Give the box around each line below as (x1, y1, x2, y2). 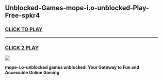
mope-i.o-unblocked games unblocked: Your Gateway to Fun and (5, 64, 140, 70)
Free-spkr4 (5, 12, 40, 20)
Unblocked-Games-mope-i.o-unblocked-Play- (5, 4, 149, 12)
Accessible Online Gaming (5, 69, 60, 75)
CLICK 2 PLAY (5, 44, 39, 51)
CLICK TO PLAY (5, 26, 43, 33)
